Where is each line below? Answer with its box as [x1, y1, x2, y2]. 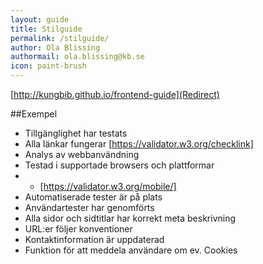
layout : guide [10, 14, 70, 25]
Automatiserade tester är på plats [24, 191, 163, 203]
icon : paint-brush [10, 61, 87, 71]
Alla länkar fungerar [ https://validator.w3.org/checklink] [24, 138, 254, 150]
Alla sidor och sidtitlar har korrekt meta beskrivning [24, 212, 237, 224]
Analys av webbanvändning [24, 149, 140, 160]
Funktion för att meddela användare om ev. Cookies [24, 244, 238, 256]
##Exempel [10, 108, 58, 120]
